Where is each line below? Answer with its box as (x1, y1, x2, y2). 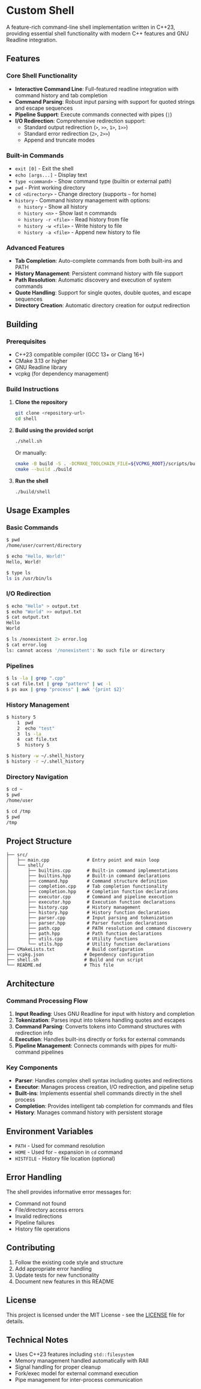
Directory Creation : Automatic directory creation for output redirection (14, 302, 190, 309)
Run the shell (14, 477, 49, 484)
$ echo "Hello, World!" (6, 553, 66, 559)
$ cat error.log (6, 641, 47, 648)
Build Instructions (6, 385, 59, 393)
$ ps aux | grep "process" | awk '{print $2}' (6, 686, 125, 692)
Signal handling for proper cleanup (14, 1363, 101, 1371)
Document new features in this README (14, 1277, 115, 1285)
